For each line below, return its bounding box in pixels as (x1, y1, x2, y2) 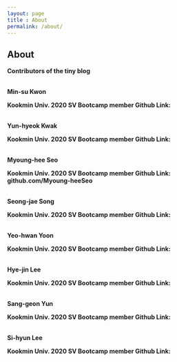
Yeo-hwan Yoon (7, 231, 54, 240)
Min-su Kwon (7, 88, 47, 96)
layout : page (7, 10, 45, 17)
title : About (7, 17, 48, 23)
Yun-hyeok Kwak (7, 122, 57, 130)
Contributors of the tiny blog (7, 67, 91, 75)
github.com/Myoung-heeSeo (7, 177, 93, 185)
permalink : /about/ (7, 23, 63, 30)
